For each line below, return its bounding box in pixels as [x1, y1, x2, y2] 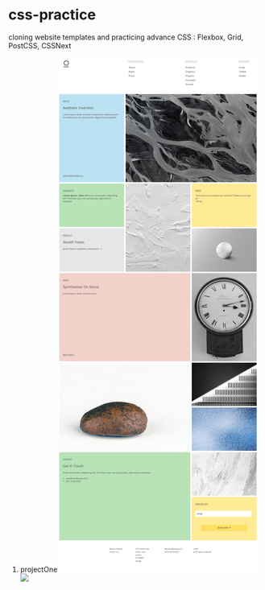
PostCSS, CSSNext [8, 40, 72, 50]
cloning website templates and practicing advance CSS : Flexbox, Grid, [8, 32, 244, 42]
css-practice [8, 6, 97, 24]
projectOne [19, 564, 58, 574]
